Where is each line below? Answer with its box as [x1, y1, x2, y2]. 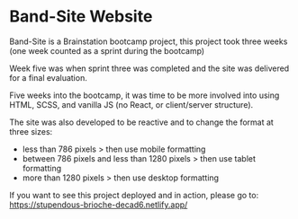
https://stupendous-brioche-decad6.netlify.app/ [9, 199, 188, 210]
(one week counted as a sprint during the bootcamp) [9, 45, 205, 56]
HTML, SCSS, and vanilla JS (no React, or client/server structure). [9, 99, 254, 109]
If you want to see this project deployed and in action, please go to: [9, 189, 259, 200]
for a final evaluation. [9, 72, 87, 83]
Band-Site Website [9, 6, 153, 27]
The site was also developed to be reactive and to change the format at [9, 117, 275, 127]
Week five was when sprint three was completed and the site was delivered [9, 63, 290, 74]
